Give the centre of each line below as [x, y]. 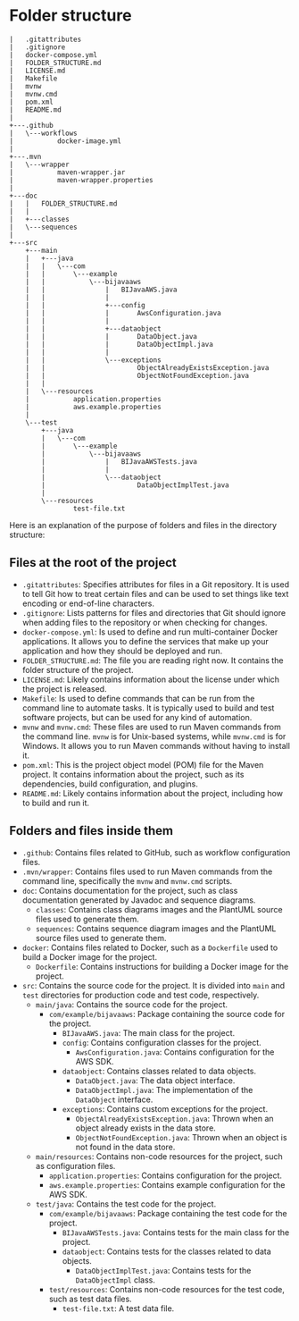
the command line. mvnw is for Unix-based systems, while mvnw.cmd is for [154, 736]
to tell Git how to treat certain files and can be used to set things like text [155, 593]
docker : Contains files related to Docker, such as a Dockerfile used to [150, 947]
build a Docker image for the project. [90, 956]
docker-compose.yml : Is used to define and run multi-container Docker [150, 632]
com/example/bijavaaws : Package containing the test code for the [168, 1213]
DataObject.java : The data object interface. [155, 1080]
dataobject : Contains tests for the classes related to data [167, 1251]
